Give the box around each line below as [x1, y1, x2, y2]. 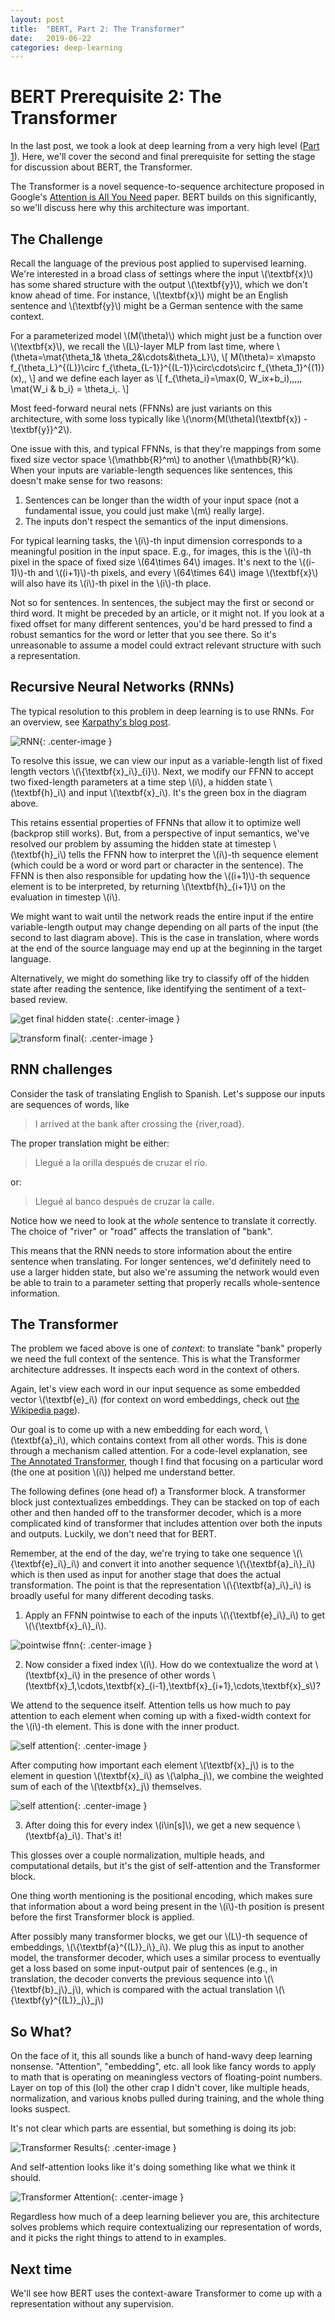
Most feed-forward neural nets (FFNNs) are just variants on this [10, 402, 273, 414]
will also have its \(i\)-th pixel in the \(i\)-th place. [10, 577, 212, 589]
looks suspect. [10, 2103, 71, 2115]
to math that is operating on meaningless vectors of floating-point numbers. [10, 2071, 323, 2083]
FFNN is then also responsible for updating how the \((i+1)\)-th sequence [10, 869, 311, 881]
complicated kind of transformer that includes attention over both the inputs [10, 1517, 323, 1530]
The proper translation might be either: [10, 1137, 170, 1149]
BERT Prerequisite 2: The [10, 86, 222, 108]
